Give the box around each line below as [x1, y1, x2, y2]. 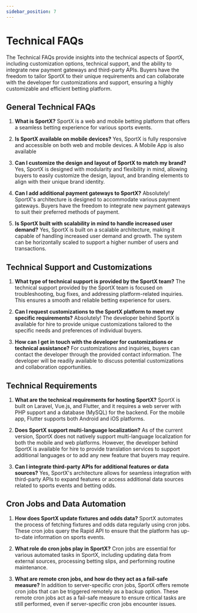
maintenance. [14, 563, 48, 570]
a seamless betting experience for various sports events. [14, 124, 153, 131]
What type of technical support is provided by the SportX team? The [14, 278, 185, 285]
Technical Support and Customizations [6, 262, 152, 272]
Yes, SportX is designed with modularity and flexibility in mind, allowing [14, 166, 188, 173]
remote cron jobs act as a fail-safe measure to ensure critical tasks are [14, 594, 186, 601]
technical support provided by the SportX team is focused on [14, 284, 163, 291]
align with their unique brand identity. [14, 178, 105, 185]
